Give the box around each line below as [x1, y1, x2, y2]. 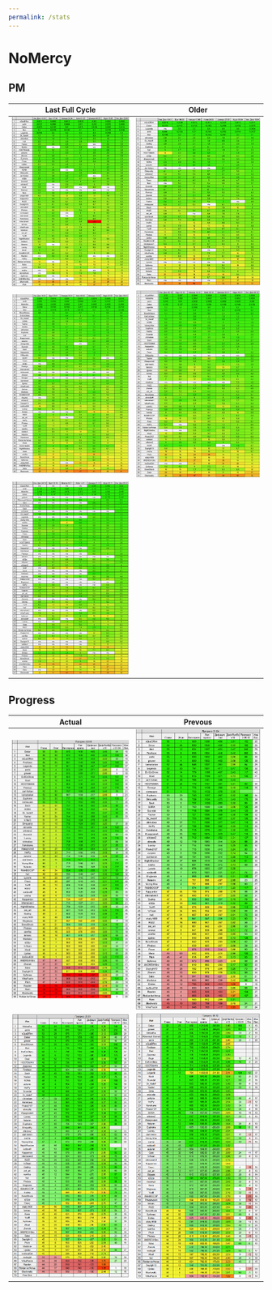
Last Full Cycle [45, 105, 96, 115]
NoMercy [8, 49, 72, 67]
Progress [8, 693, 55, 707]
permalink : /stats [8, 13, 70, 21]
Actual [59, 717, 83, 727]
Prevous [183, 717, 213, 727]
